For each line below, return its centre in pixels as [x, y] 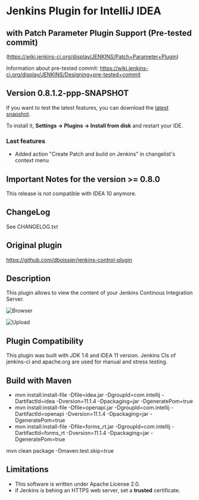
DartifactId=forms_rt [40, 433]
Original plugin [34, 246]
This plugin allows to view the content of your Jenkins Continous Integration [99, 293]
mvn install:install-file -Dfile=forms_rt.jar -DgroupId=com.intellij [93, 426]
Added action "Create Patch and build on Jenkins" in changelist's [95, 154]
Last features [26, 141]
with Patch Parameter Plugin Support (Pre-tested [99, 33]
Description [28, 278]
